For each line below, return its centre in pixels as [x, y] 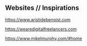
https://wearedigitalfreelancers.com [41, 29]
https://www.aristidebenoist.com [38, 19]
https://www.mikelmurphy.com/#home [44, 38]
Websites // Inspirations [42, 8]
